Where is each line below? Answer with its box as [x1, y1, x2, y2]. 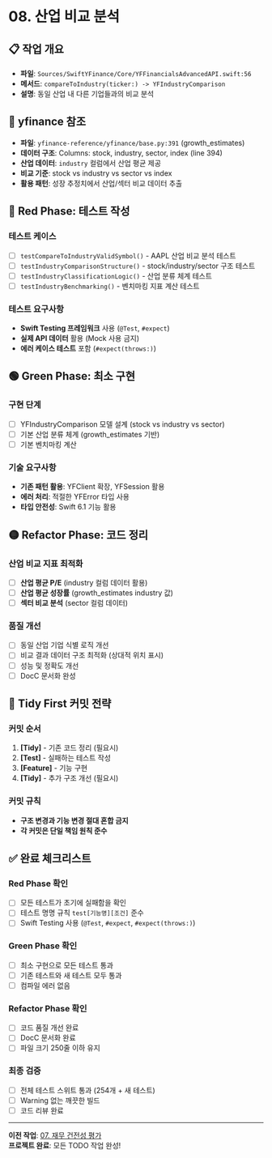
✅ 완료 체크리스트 [8, 852, 91, 866]
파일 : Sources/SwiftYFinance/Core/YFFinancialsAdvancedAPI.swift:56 [19, 69, 252, 78]
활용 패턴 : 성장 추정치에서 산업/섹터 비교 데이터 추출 [19, 178, 183, 188]
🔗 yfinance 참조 [8, 115, 87, 129]
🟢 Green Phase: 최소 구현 [8, 369, 136, 383]
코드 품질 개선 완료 [19, 1023, 79, 1032]
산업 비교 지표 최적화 [8, 558, 83, 569]
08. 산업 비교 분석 [8, 7, 120, 26]
